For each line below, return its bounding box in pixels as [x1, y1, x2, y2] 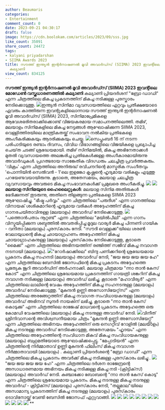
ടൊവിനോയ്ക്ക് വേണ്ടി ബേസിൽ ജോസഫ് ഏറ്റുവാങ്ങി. [5, 394, 110, 400]
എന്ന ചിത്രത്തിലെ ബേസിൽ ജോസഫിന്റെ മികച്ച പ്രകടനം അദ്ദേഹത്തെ [5, 259, 146, 265]
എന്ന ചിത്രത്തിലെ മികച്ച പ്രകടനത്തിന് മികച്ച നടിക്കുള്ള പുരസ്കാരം [5, 95, 135, 101]
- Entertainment [5, 16, 38, 21]
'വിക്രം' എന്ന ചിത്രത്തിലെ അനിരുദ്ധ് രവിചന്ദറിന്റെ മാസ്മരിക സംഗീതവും [5, 163, 148, 169]
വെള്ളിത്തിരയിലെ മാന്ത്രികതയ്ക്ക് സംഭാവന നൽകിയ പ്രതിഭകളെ [5, 129, 132, 135]
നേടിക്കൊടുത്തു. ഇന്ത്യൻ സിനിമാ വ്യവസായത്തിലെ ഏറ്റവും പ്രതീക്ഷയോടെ [5, 102, 157, 108]
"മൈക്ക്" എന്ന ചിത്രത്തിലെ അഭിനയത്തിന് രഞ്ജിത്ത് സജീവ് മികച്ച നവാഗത [5, 242, 158, 248]
